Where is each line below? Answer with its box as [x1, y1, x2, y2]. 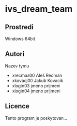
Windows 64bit [5, 36, 35, 42]
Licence [5, 102, 30, 110]
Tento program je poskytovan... [5, 115, 68, 121]
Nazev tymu [5, 63, 29, 69]
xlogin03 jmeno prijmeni [12, 83, 61, 88]
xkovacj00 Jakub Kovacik [12, 77, 63, 84]
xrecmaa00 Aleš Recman [12, 72, 62, 78]
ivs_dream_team [5, 3, 73, 15]
